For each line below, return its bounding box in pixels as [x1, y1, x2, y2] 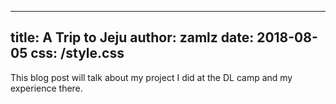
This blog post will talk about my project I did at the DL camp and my [10, 71, 293, 83]
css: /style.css [30, 45, 125, 62]
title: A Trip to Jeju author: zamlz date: [10, 29, 255, 46]
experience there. [10, 82, 83, 94]
